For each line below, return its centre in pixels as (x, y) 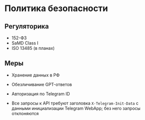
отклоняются (25, 113)
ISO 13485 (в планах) (33, 48)
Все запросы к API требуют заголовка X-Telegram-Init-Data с (75, 103)
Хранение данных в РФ (36, 75)
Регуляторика (27, 26)
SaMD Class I (25, 43)
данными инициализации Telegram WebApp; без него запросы (76, 108)
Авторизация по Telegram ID (41, 94)
